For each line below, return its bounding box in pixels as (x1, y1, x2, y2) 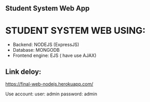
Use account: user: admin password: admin (5, 91, 98, 97)
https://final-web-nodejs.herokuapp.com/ (5, 81, 93, 87)
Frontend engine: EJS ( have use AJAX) (12, 52, 97, 58)
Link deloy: (5, 67, 42, 76)
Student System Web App (5, 4, 90, 13)
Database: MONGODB (12, 47, 60, 53)
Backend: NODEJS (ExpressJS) (12, 42, 80, 48)
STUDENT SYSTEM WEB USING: (5, 25, 146, 36)
